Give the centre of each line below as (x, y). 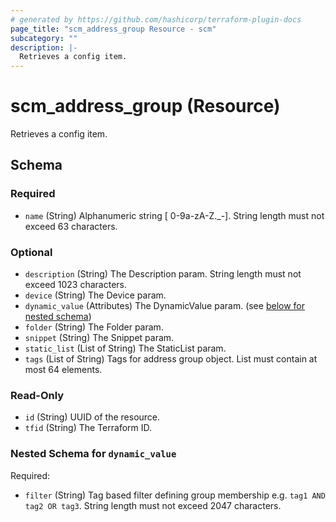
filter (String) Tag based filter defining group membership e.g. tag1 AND (175, 495)
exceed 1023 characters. (76, 285)
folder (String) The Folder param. (94, 327)
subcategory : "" (44, 38)
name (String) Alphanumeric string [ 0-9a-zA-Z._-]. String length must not (174, 215)
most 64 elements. (63, 370)
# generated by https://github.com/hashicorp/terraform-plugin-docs (156, 19)
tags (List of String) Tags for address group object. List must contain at (171, 359)
